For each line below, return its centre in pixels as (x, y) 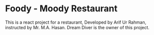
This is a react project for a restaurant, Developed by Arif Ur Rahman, (76, 22)
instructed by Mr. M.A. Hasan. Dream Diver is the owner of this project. (77, 27)
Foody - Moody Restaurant (61, 9)
